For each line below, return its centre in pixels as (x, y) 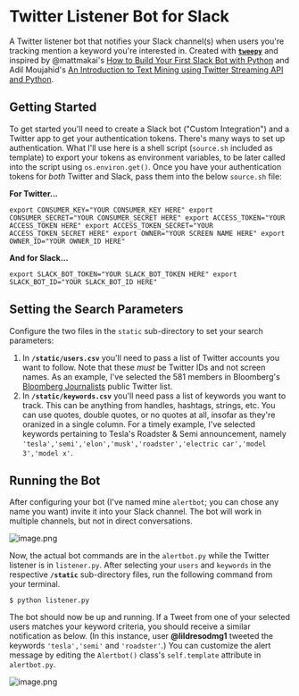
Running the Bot (55, 480)
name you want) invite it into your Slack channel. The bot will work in (135, 512)
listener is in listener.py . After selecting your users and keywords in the (141, 566)
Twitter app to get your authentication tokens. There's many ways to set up (147, 138)
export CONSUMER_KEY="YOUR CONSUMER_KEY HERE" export (112, 210)
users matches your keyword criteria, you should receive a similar (130, 626)
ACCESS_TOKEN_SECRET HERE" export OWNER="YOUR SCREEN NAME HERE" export (147, 233)
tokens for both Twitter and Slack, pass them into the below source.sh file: (146, 176)
